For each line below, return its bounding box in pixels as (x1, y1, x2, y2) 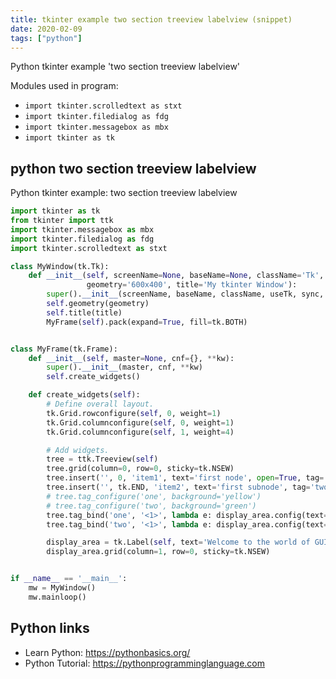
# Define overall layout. (46, 399, 155, 410)
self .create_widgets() (46, 372, 141, 382)
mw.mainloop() (28, 592, 87, 602)
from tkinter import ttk (10, 216, 114, 226)
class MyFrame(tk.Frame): (10, 344, 118, 354)
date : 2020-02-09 (10, 24, 83, 34)
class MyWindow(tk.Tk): (10, 261, 110, 271)
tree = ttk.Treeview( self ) (46, 454, 159, 465)
